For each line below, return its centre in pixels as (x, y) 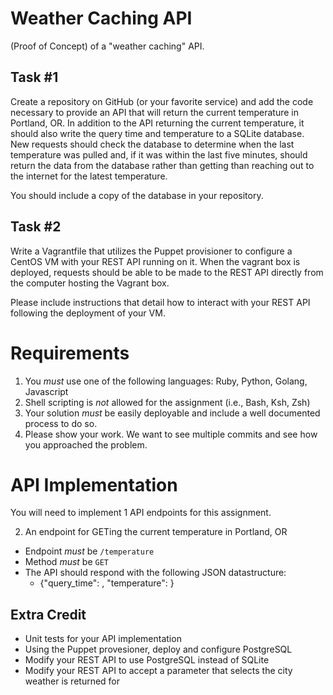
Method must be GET (66, 562)
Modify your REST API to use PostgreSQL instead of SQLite (147, 660)
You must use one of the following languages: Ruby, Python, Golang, (166, 381)
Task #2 (36, 227)
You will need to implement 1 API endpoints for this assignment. (141, 513)
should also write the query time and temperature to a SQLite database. (157, 133)
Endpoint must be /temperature (89, 551)
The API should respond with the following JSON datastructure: (155, 573)
